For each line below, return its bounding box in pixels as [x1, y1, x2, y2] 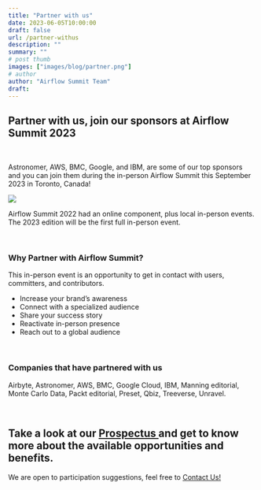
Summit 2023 [8, 126, 76, 139]
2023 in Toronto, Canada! [8, 179, 91, 189]
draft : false [8, 26, 51, 34]
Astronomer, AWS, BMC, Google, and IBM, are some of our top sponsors [8, 162, 243, 172]
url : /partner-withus [8, 33, 79, 42]
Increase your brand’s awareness [19, 294, 128, 303]
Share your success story [19, 310, 103, 320]
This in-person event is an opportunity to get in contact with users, [8, 270, 225, 280]
